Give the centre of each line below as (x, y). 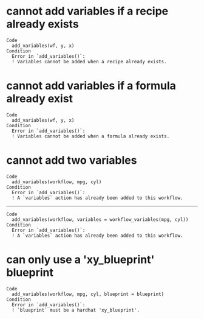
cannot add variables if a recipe (87, 11)
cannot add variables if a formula (91, 86)
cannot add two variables (72, 160)
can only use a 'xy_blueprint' (80, 259)
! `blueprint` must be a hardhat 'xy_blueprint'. (76, 310)
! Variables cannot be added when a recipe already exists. (89, 61)
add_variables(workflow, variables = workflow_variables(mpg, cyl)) (100, 219)
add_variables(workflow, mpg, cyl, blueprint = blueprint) (88, 294)
